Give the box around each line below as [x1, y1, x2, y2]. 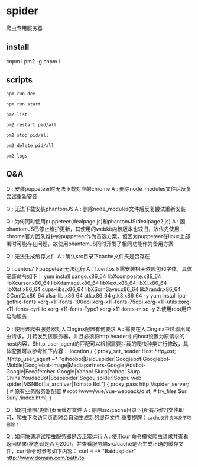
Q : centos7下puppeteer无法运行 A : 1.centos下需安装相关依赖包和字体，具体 [6, 266, 193, 273]
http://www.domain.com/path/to [6, 455, 85, 462]
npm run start [6, 101, 41, 107]
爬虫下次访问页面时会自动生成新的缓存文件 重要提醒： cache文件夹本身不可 [16, 414, 191, 421]
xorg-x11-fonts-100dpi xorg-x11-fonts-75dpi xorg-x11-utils [37, 298, 177, 306]
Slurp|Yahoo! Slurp [94, 368, 141, 375]
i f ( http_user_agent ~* [6, 356, 58, 363]
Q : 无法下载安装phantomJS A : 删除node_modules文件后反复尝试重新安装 [6, 206, 186, 213]
